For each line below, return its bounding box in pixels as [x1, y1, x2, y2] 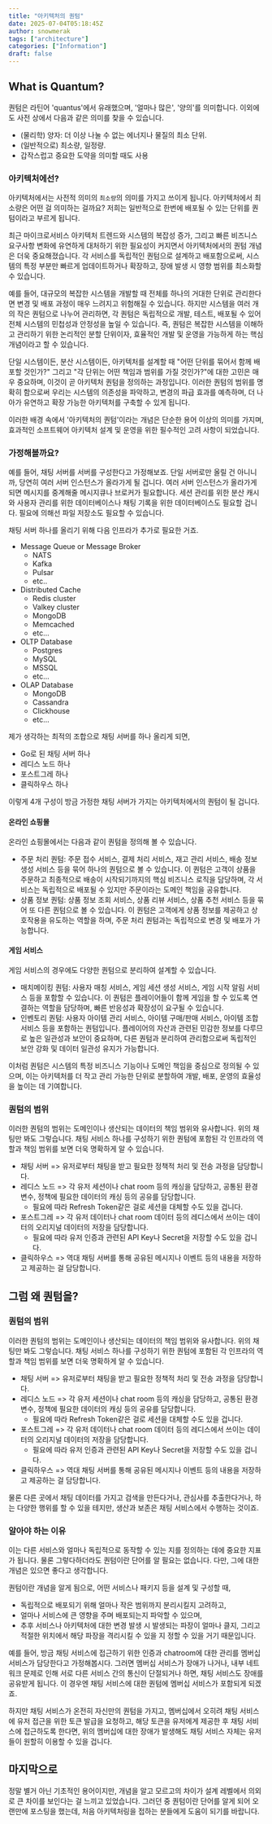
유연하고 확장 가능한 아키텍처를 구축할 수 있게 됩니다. [23, 398, 191, 407]
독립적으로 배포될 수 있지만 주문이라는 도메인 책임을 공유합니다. [41, 885, 242, 894]
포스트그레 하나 [19, 769, 69, 779]
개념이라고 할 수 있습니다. [8, 340, 89, 349]
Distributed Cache [19, 585, 81, 595]
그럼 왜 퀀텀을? [8, 1289, 79, 1303]
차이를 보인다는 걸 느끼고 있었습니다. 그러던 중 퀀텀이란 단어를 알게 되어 [25, 1795, 251, 1805]
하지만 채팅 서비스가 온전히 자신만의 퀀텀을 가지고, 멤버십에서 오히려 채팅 [8, 1706, 238, 1716]
